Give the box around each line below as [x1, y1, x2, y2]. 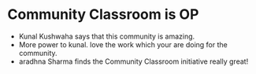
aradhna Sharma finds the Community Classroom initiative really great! [18, 57, 249, 66]
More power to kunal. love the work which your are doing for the [18, 39, 228, 49]
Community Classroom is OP [7, 6, 199, 24]
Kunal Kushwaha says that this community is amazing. [18, 31, 195, 41]
